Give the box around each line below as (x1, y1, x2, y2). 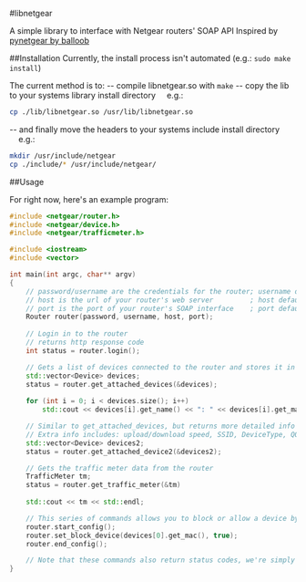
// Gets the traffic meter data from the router (25, 463, 214, 473)
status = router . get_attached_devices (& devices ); (25, 379, 219, 389)
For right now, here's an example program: (9, 193, 169, 204)
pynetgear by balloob (9, 36, 89, 46)
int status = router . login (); (25, 346, 141, 355)
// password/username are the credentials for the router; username (25, 286, 291, 296)
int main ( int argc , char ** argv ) (9, 270, 137, 279)
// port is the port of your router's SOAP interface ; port (25, 304, 275, 313)
